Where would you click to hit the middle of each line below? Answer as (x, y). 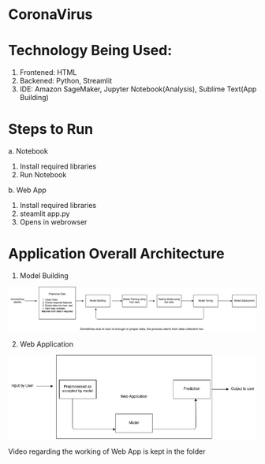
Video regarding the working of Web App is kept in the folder (107, 451)
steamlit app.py (45, 213)
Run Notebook (43, 175)
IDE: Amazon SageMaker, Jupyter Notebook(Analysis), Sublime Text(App (138, 89)
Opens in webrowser (53, 222)
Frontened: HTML (48, 72)
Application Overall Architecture (116, 254)
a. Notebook (28, 151)
